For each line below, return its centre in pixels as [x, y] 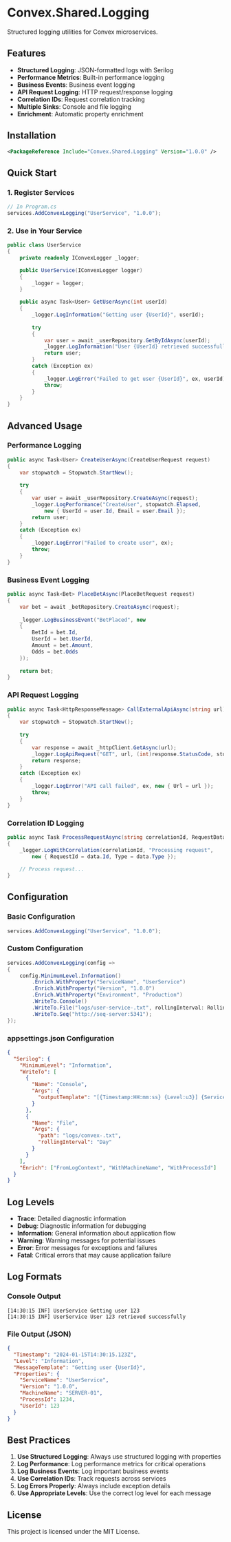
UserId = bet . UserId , [63, 639]
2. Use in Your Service [45, 231]
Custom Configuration [45, 948]
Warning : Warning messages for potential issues [86, 1240]
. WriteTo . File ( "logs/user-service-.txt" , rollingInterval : [118, 1008]
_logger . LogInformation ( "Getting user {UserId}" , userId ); [118, 315]
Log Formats [34, 1277]
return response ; [56, 760]
